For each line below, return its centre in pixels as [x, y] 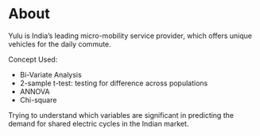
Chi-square [38, 100]
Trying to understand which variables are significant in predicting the [121, 115]
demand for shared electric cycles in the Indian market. [99, 123]
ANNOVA [35, 91]
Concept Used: [33, 59]
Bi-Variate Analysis [50, 74]
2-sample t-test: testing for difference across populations [114, 83]
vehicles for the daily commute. [60, 43]
